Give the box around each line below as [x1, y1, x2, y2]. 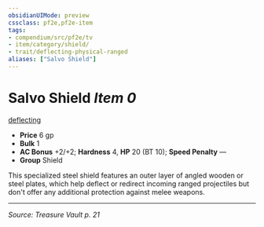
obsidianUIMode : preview [8, 11, 90, 20]
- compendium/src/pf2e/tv [8, 33, 93, 42]
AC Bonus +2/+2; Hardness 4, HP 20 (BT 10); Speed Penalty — [19, 147, 227, 156]
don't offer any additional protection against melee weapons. [8, 187, 206, 196]
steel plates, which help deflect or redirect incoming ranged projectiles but [8, 178, 250, 189]
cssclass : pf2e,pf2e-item [8, 19, 93, 27]
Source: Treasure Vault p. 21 [8, 210, 101, 219]
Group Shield [19, 155, 63, 165]
